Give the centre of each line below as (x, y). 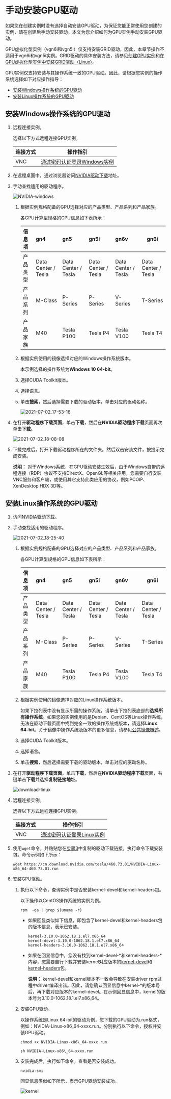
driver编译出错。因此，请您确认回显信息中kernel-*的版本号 (98, 985)
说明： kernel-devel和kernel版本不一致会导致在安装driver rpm (93, 979)
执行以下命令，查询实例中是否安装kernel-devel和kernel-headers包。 (92, 889)
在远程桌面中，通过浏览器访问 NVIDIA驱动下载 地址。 (67, 175)
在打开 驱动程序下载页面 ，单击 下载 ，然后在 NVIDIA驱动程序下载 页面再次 (88, 422)
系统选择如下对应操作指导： (34, 79)
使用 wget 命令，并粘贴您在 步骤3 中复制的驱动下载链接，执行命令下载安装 (88, 848)
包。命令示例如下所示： (37, 854)
